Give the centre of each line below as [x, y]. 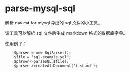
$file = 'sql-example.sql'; [42, 57]
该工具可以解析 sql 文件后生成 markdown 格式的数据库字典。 [66, 33]
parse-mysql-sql [40, 9]
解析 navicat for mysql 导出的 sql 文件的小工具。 [54, 23]
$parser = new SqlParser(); [42, 53]
